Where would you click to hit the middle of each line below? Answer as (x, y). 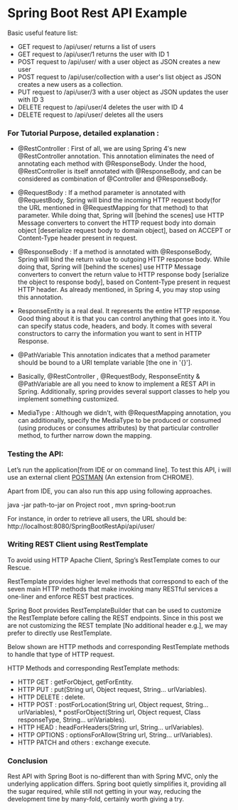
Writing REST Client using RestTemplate (78, 545)
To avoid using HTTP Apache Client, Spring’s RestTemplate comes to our (114, 559)
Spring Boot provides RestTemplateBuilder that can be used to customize (114, 610)
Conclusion (28, 761)
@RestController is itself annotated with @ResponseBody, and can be (119, 172)
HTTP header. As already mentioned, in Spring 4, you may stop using (119, 290)
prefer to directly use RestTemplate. (60, 633)
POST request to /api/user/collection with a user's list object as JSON (119, 77)
